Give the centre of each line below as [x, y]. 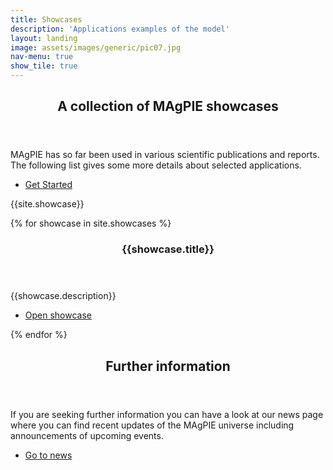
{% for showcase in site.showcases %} [91, 223]
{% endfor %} [39, 335]
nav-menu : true [42, 57]
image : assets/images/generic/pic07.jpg [96, 47]
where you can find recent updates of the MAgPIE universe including [152, 425]
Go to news [48, 455]
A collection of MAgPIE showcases [168, 106]
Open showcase [58, 315]
